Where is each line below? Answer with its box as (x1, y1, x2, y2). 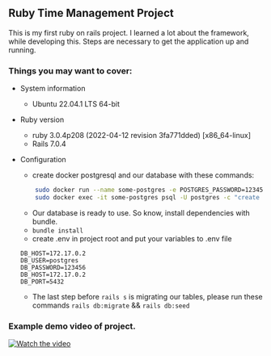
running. (8, 44, 36, 55)
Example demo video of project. (8, 320, 136, 332)
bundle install (32, 226, 83, 235)
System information (19, 84, 86, 94)
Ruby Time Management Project (8, 6, 174, 20)
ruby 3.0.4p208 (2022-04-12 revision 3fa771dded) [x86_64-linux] (32, 131, 252, 140)
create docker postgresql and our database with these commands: (32, 170, 255, 180)
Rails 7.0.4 (32, 139, 66, 149)
